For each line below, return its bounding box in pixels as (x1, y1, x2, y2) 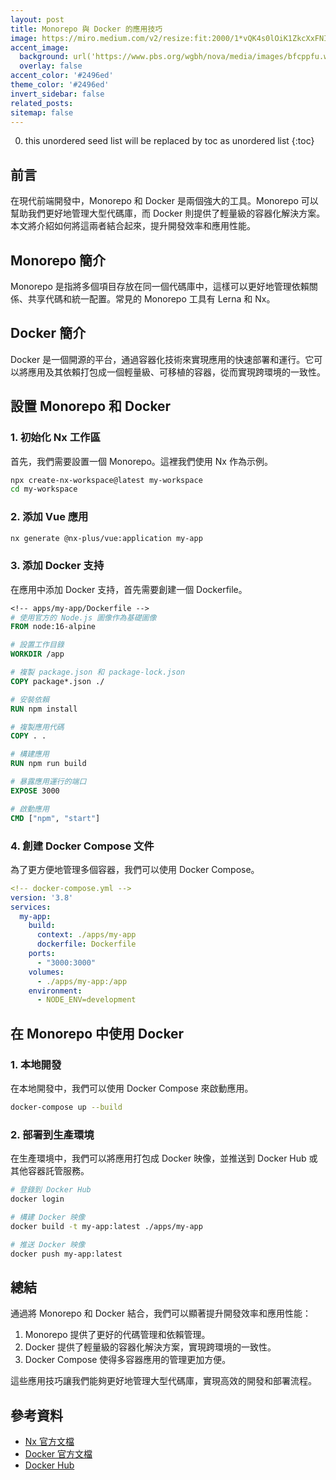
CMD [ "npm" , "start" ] (10, 813, 101, 823)
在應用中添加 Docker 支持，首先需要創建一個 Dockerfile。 (10, 583, 248, 595)
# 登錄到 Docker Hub (10, 1185, 92, 1195)
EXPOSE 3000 (10, 786, 60, 796)
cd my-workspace (10, 484, 78, 495)
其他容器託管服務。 (10, 1165, 90, 1177)
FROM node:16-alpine (10, 622, 97, 632)
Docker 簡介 (10, 325, 87, 342)
